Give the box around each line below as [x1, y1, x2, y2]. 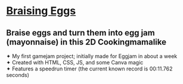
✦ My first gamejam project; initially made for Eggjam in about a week [6, 53, 178, 60]
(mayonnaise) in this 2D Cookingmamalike [6, 37, 167, 47]
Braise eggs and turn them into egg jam [6, 28, 155, 38]
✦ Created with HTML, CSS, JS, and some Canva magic [6, 59, 144, 66]
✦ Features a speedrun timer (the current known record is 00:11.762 [6, 65, 173, 72]
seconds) [6, 72, 30, 78]
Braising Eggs [6, 4, 76, 18]
